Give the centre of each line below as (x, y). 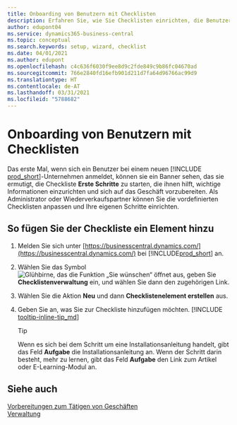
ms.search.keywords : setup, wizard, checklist (77, 47)
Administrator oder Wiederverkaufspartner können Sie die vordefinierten (113, 199)
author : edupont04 (34, 27)
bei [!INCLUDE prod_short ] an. (181, 253)
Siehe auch (32, 389)
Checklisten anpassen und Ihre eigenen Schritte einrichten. (93, 206)
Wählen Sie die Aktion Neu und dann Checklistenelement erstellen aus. (123, 296)
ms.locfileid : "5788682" (44, 100)
